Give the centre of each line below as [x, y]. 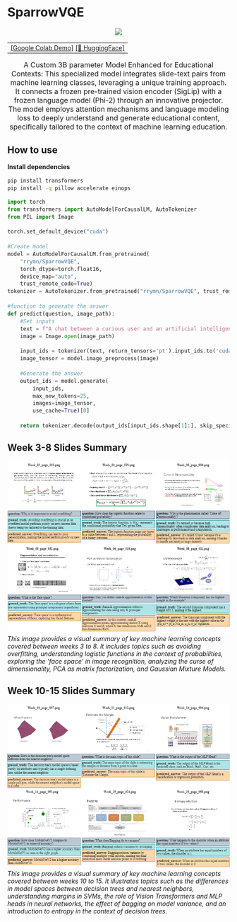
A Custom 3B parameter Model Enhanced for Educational [119, 65]
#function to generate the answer [58, 306]
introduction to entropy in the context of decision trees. [87, 911]
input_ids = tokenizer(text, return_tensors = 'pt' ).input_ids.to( [118, 351]
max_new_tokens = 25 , [61, 396]
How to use [32, 150]
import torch [26, 202]
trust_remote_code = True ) [56, 284]
